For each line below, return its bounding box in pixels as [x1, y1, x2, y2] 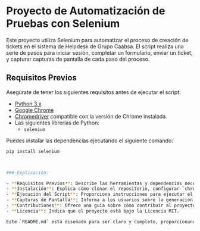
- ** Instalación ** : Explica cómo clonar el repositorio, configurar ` [6, 186, 185, 192]
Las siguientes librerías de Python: [14, 119, 100, 126]
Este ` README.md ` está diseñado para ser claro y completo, [6, 218, 159, 224]
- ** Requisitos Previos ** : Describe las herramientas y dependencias [6, 180, 183, 186]
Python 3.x [14, 100, 42, 107]
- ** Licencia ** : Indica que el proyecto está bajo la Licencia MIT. [6, 208, 180, 214]
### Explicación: [6, 170, 49, 176]
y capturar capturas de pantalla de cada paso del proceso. [6, 55, 150, 63]
